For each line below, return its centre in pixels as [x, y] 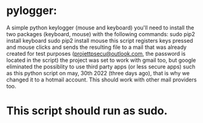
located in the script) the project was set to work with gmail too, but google [101, 60]
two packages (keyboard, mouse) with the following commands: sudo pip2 [101, 34]
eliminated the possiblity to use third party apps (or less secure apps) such [101, 66]
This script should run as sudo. [87, 111]
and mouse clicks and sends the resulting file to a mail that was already [97, 47]
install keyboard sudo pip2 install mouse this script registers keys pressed [100, 40]
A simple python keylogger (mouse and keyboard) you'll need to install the [100, 28]
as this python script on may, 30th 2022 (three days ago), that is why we [98, 73]
